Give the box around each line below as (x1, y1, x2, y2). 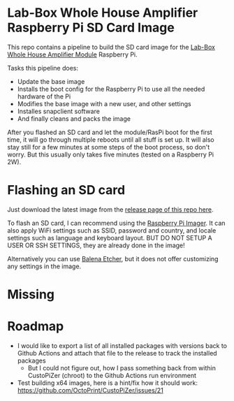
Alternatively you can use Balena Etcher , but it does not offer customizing (7, 254, 219, 263)
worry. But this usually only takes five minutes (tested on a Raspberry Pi (7, 150, 214, 159)
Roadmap (7, 319, 64, 335)
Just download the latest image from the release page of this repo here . (7, 205, 214, 214)
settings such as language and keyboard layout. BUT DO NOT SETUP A (7, 233, 213, 242)
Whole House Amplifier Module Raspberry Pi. (7, 50, 138, 59)
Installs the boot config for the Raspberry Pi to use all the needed (17, 85, 205, 93)
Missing (7, 286, 54, 302)
